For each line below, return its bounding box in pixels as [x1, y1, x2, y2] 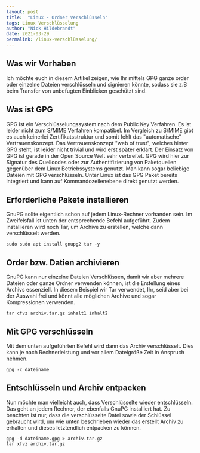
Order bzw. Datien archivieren [6, 258, 120, 268]
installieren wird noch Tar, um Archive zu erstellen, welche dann [6, 224, 164, 231]
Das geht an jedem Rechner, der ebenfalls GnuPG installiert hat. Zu [6, 405, 171, 412]
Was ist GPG [6, 105, 53, 115]
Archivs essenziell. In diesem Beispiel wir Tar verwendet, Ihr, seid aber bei [6, 286, 189, 293]
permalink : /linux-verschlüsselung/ [6, 36, 97, 42]
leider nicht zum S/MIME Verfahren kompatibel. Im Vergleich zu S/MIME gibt [6, 127, 194, 134]
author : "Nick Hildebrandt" [6, 25, 76, 32]
